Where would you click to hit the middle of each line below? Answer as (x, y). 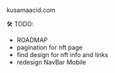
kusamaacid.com (31, 10)
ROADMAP (32, 40)
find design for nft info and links (62, 55)
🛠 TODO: (20, 24)
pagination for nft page (49, 47)
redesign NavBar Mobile (51, 62)
